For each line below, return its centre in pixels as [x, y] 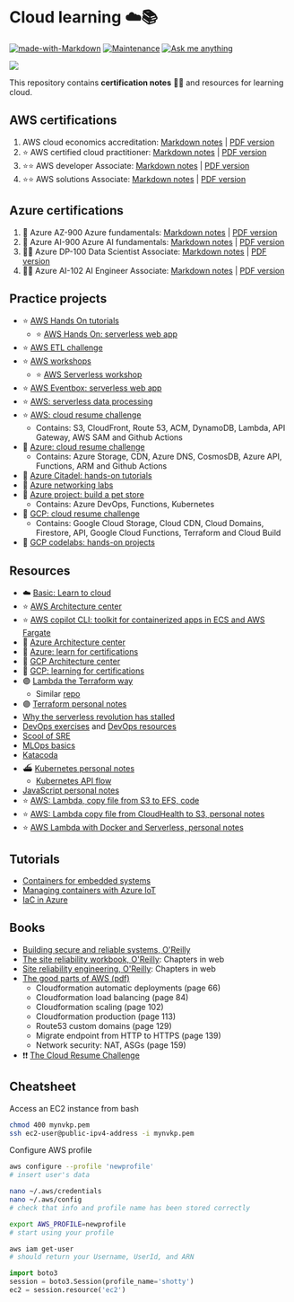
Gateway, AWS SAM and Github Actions [109, 437]
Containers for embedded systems [86, 880]
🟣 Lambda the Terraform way [78, 681]
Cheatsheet [43, 1087]
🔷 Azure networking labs [68, 485]
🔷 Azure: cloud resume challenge [83, 447]
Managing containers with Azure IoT [89, 890]
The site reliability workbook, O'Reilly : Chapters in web [123, 959]
